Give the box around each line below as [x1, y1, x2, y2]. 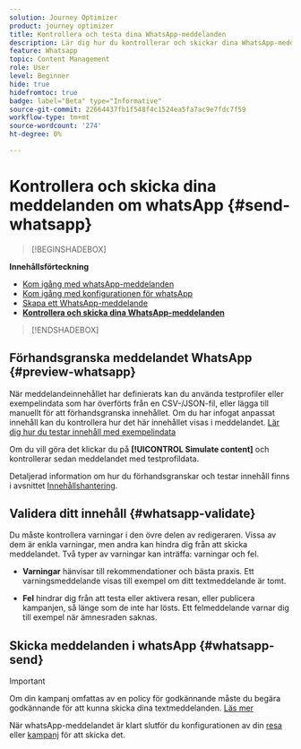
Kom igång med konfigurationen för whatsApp [21, 288, 193, 298]
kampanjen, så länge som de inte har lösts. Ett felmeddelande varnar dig [21, 602, 289, 614]
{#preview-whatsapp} [9, 365, 136, 380]
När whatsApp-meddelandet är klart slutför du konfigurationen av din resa [9, 720, 282, 731]
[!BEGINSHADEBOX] [30, 244, 107, 254]
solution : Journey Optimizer [9, 13, 118, 22]
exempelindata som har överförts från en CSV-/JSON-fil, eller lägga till [9, 398, 269, 409]
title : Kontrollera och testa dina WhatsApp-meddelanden [9, 30, 227, 39]
